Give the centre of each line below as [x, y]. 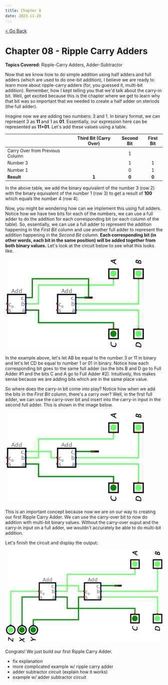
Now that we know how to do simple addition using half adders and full [78, 75]
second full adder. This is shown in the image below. [59, 405]
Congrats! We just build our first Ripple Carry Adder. [59, 651]
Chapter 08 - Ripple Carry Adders [76, 51]
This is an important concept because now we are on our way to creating [80, 512]
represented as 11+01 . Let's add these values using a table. [66, 127]
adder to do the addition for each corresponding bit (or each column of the [82, 219]
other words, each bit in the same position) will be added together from [80, 240]
